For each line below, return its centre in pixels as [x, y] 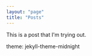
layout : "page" [25, 12]
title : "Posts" [25, 17]
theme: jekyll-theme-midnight [43, 46]
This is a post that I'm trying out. [46, 34]
